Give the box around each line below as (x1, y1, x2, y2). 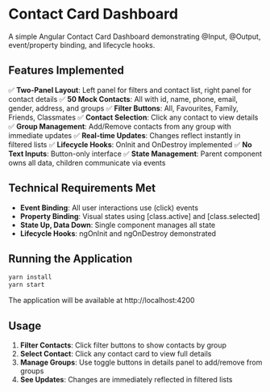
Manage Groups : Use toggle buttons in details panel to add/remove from (19, 357, 263, 367)
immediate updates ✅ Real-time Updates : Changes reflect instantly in (8, 130, 241, 140)
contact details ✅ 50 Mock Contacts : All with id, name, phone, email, (8, 94, 238, 103)
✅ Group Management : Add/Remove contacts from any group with (8, 121, 232, 131)
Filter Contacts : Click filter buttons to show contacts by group (19, 340, 227, 350)
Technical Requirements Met (8, 181, 156, 195)
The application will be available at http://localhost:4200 (8, 296, 195, 306)
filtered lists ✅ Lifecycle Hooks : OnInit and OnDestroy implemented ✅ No (8, 139, 252, 150)
